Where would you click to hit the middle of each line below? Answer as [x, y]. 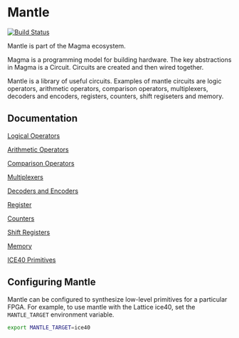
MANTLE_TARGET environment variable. [61, 315]
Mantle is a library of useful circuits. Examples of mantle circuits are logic [115, 81]
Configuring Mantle [52, 282]
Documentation [43, 118]
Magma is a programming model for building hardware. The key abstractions [119, 59]
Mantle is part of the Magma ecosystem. [67, 46]
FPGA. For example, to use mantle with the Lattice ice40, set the [101, 307]
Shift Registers [29, 232]
